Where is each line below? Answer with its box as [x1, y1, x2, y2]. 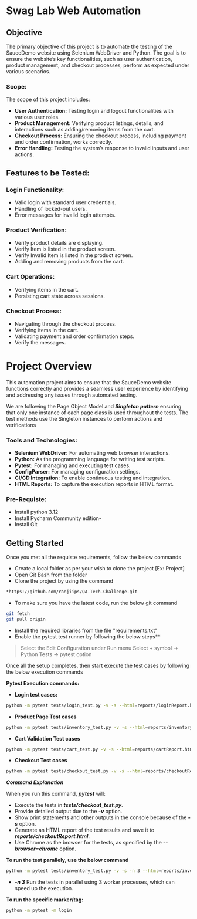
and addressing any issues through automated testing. [6, 391, 138, 398]
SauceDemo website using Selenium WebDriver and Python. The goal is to [6, 49, 186, 56]
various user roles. [14, 113, 60, 121]
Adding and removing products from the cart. [14, 258, 124, 265]
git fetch [6, 611, 30, 617]
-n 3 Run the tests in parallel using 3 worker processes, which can [14, 879, 175, 886]
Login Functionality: [6, 185, 64, 194]
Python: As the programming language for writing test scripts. [14, 456, 165, 463]
